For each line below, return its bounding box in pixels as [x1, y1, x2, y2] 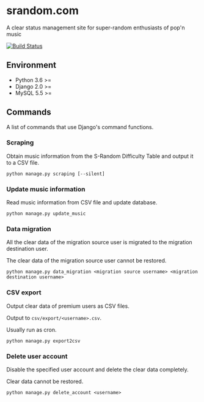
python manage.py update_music [6, 210, 86, 217]
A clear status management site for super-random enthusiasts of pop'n [6, 24, 185, 31]
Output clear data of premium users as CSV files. [6, 302, 129, 310]
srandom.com [6, 4, 79, 18]
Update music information [6, 185, 86, 193]
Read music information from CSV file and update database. [6, 199, 158, 206]
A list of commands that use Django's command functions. [6, 123, 154, 130]
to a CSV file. [6, 158, 40, 166]
